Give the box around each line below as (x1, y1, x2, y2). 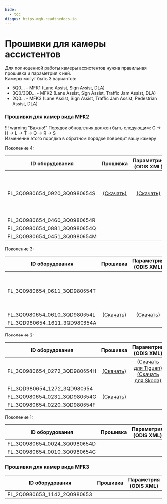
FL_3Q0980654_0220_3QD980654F (7, 401, 96, 408)
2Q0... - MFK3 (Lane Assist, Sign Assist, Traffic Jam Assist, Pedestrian (12, 95, 157, 102)
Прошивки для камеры (5, 38, 106, 49)
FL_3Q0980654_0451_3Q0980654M (7, 233, 97, 240)
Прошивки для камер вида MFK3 (5, 463, 90, 470)
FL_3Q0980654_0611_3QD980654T (7, 287, 96, 294)
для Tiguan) (134, 364, 163, 371)
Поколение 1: (5, 414, 33, 420)
